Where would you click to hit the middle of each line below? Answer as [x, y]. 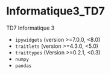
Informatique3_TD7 [56, 11]
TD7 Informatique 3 [30, 28]
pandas [23, 66]
